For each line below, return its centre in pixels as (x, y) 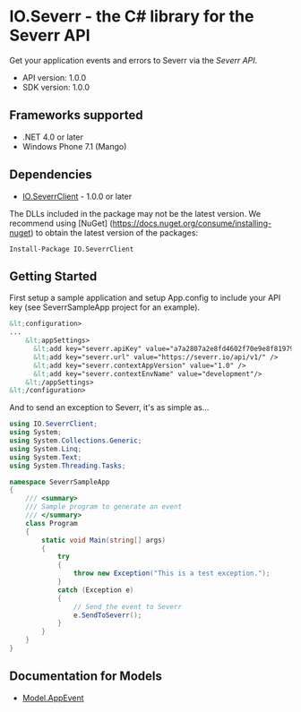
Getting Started (53, 276)
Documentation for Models (86, 677)
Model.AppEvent (53, 698)
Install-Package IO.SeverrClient (72, 249)
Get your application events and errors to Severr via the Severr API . (133, 60)
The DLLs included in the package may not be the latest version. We (135, 213)
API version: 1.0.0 (54, 77)
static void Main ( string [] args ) (104, 540)
